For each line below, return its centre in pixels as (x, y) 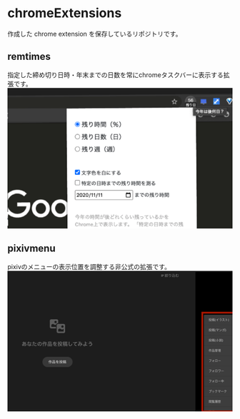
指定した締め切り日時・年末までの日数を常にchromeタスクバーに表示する (115, 75)
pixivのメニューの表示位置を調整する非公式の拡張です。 (89, 266)
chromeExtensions (65, 13)
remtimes (29, 57)
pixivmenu (31, 249)
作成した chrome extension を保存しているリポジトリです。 (95, 34)
